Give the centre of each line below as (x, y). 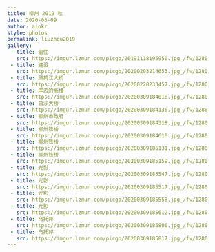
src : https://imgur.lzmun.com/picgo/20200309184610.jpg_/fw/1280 (112, 135)
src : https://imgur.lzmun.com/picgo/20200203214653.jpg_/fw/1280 (112, 71)
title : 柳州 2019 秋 (35, 13)
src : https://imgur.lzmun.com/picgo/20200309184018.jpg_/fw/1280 (112, 97)
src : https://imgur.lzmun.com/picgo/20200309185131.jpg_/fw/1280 (112, 148)
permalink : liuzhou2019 (41, 39)
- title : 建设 (29, 65)
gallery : (20, 46)
